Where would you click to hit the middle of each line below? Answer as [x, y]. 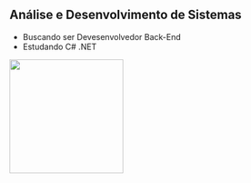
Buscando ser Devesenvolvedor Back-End [102, 36]
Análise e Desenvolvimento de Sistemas [126, 15]
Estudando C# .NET [60, 46]
